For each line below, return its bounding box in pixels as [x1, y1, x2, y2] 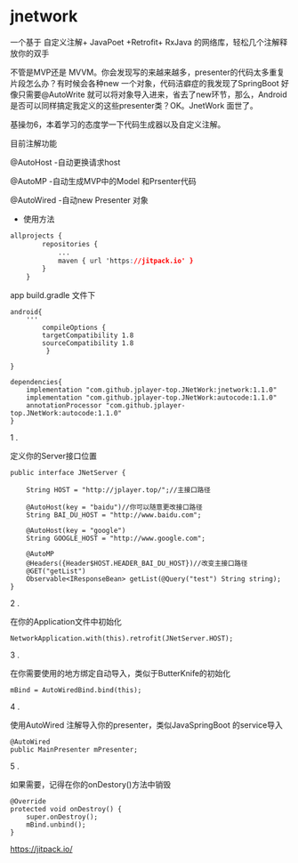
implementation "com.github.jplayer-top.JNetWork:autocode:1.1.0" [26, 393, 278, 402]
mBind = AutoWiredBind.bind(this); [10, 686, 142, 695]
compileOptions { [42, 323, 106, 333]
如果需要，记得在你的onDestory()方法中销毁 [10, 779, 172, 790]
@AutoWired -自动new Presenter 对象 [10, 194, 149, 206]
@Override [10, 797, 47, 806]
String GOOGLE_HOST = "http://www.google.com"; [26, 534, 205, 544]
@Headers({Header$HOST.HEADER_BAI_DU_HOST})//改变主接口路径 [26, 559, 248, 569]
